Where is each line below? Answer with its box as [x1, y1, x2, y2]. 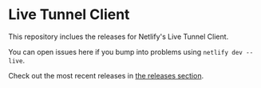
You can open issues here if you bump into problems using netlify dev [8, 47, 243, 56]
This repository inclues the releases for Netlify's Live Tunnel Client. [8, 32, 229, 41]
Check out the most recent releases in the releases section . [8, 71, 204, 80]
